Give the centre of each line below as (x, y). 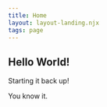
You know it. (28, 96)
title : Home (27, 15)
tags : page (26, 30)
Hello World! (39, 62)
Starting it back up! (39, 81)
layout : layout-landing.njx (54, 23)
